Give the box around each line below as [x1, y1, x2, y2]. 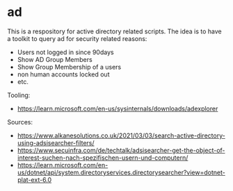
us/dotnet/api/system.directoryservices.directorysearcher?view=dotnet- [17, 168, 226, 176]
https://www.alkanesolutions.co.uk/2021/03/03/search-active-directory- [17, 131, 226, 140]
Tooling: [7, 91, 31, 99]
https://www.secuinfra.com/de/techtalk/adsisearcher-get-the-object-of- [17, 146, 225, 154]
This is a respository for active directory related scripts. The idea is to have [7, 27, 223, 35]
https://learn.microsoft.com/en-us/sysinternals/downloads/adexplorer [17, 104, 218, 113]
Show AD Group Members [17, 55, 93, 63]
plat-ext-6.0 [17, 175, 52, 184]
